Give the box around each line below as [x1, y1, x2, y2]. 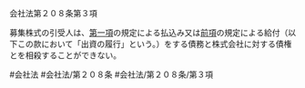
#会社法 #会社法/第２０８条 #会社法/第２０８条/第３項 [9, 69, 214, 80]
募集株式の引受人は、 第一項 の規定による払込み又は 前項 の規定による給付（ [9, 27, 289, 38]
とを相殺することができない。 [9, 50, 121, 61]
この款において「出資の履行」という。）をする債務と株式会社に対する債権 [16, 39, 292, 49]
